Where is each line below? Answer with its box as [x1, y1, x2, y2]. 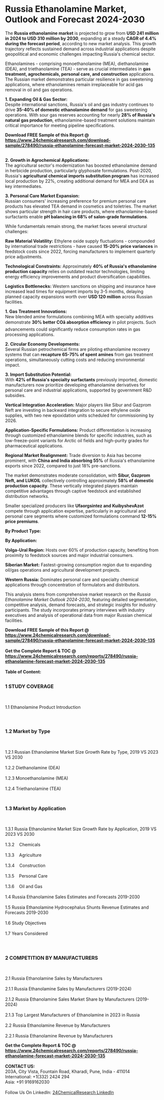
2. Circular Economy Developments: [5, 341, 80, 347]
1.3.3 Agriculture [5, 852, 42, 858]
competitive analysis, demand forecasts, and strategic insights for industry [5, 602, 156, 608]
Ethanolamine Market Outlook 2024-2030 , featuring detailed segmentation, [5, 596, 158, 602]
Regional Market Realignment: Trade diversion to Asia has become [5, 452, 142, 458]
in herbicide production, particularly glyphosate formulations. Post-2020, [5, 167, 153, 173]
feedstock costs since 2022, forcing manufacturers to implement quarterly [5, 248, 156, 254]
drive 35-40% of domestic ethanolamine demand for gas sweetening [5, 107, 148, 113]
